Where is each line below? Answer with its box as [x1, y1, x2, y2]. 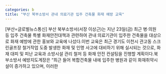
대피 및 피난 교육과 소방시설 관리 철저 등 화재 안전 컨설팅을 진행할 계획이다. [10, 50, 155, 57]
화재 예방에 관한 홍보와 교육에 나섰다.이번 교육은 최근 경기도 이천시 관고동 [10, 38, 152, 44]
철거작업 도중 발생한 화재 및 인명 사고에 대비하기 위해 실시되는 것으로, [22, 44, 156, 50]
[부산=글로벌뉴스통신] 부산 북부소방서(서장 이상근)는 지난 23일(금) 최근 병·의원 [5, 26, 157, 32]
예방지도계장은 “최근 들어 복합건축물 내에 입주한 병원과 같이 [22, 57, 137, 63]
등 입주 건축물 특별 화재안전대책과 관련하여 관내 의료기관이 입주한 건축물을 [5, 32, 148, 38]
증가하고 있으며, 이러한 [14, 63, 58, 69]
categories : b [5, 7, 35, 12]
